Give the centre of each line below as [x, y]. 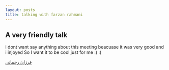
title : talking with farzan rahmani [44, 15]
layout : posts [20, 10]
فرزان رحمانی [19, 62]
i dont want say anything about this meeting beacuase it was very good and [85, 47]
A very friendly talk [36, 35]
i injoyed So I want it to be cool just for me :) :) [53, 52]
